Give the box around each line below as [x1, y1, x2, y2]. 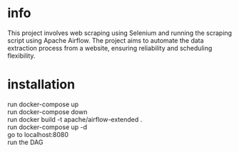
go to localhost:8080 [7, 130, 69, 138]
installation [7, 76, 76, 93]
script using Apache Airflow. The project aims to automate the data [7, 36, 205, 44]
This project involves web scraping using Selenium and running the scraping [7, 29, 233, 37]
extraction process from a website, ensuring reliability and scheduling [7, 44, 213, 52]
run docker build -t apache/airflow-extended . [7, 115, 143, 123]
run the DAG [7, 138, 44, 146]
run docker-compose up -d [7, 123, 88, 131]
